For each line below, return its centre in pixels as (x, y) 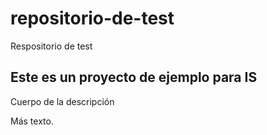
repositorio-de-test (92, 18)
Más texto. (32, 121)
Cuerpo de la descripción (62, 101)
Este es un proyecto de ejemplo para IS (134, 77)
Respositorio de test (51, 46)
